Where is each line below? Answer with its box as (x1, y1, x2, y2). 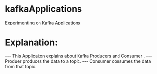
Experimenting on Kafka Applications (5, 20, 80, 25)
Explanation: (5, 37, 58, 48)
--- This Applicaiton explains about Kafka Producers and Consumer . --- (5, 53, 152, 59)
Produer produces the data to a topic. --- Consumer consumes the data (5, 58, 151, 64)
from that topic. (5, 63, 37, 69)
